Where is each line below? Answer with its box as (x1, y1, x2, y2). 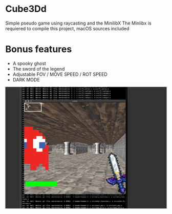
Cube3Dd (5, 3, 47, 15)
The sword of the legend (12, 66, 65, 72)
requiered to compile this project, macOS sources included (5, 25, 130, 31)
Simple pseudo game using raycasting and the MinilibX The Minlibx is (5, 20, 152, 26)
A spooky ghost (12, 60, 46, 67)
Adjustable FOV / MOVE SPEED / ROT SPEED (12, 71, 107, 77)
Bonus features (5, 44, 72, 55)
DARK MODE (12, 76, 40, 82)
